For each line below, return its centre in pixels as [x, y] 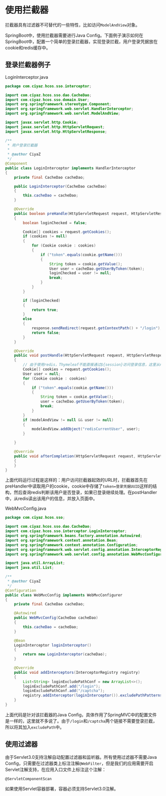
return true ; [45, 310]
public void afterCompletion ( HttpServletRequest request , [75, 456]
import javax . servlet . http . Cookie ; [42, 122]
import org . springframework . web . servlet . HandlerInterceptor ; [69, 109]
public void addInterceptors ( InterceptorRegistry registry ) [77, 672]
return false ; [46, 333]
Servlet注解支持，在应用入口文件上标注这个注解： [56, 769]
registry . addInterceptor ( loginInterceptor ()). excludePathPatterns [93, 696]
